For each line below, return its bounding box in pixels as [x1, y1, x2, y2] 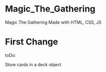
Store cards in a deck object [5, 61, 62, 67]
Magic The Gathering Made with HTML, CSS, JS [5, 19, 102, 25]
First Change [5, 36, 58, 47]
